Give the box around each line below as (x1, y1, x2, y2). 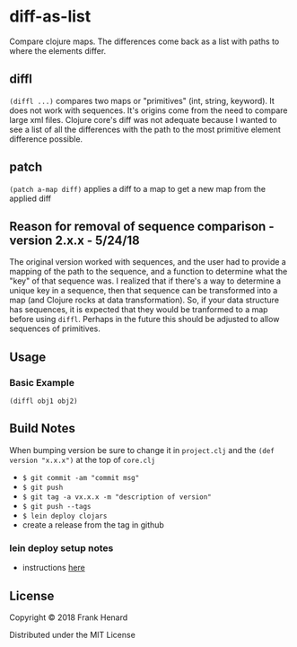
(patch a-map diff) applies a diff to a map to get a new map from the (9, 183, 266, 194)
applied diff (9, 193, 52, 204)
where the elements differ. (9, 45, 107, 56)
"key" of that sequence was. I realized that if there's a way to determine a (9, 275, 281, 286)
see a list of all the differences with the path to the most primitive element (9, 124, 281, 135)
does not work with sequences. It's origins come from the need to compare (9, 105, 289, 116)
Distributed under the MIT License (9, 629, 136, 640)
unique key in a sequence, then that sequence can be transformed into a (9, 285, 278, 296)
